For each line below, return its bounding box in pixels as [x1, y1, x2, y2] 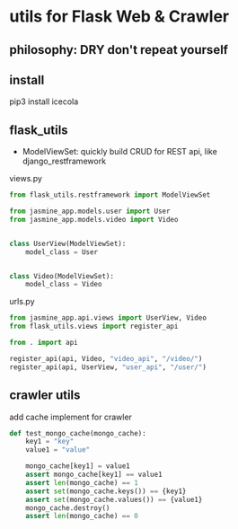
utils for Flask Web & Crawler [9, 6, 230, 27]
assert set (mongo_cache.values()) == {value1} [25, 495, 203, 504]
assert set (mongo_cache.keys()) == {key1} [25, 487, 187, 496]
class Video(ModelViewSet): [9, 271, 115, 280]
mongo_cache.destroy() [25, 503, 110, 513]
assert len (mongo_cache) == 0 [25, 512, 139, 521]
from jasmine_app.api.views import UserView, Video [9, 313, 207, 322]
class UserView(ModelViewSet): [9, 239, 127, 248]
